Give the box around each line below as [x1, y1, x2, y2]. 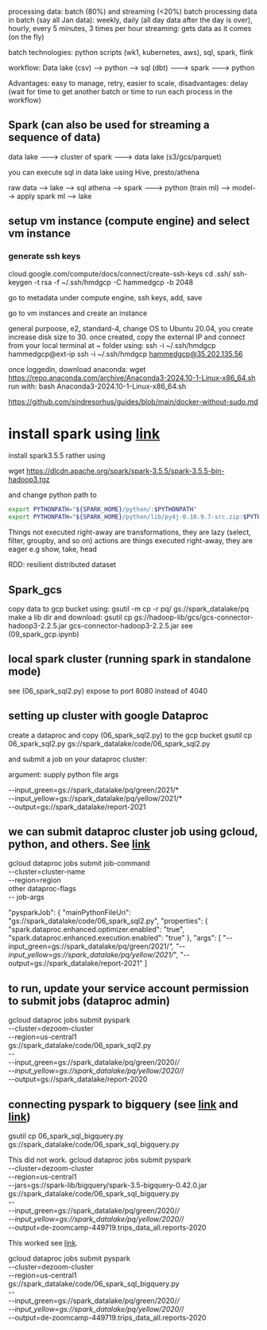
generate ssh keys [8, 251, 81, 262]
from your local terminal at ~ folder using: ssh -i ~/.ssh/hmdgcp [8, 340, 216, 350]
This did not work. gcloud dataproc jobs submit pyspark [8, 1155, 192, 1165]
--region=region [8, 875, 61, 885]
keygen [8, 277, 33, 287]
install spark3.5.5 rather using [8, 451, 106, 460]
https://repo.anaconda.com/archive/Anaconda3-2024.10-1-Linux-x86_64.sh [8, 373, 256, 382]
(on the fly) [8, 32, 45, 41]
